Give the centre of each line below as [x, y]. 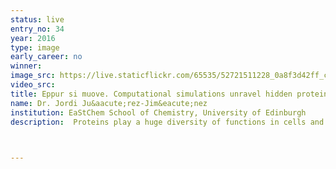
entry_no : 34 [37, 29]
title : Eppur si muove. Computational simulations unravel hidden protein [169, 94]
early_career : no [46, 57]
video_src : [33, 85]
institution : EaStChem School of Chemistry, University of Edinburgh [158, 112]
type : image [35, 47]
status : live [37, 19]
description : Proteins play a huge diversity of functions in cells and [167, 122]
